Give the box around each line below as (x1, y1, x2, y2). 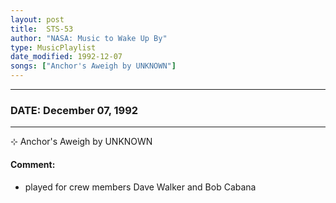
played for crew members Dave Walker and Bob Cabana (24, 181, 257, 193)
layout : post (10, 14, 65, 25)
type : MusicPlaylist (10, 42, 97, 53)
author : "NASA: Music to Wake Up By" (10, 33, 168, 43)
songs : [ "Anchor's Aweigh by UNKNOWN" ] (10, 61, 177, 71)
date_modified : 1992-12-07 (10, 52, 123, 62)
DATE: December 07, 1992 (10, 103, 139, 117)
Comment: (10, 158, 56, 170)
